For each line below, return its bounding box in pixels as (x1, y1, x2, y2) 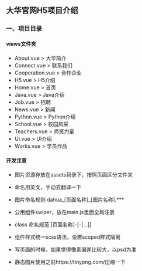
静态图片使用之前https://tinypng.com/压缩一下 (14, 258, 126, 265)
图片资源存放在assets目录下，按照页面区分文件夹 (14, 171, 133, 178)
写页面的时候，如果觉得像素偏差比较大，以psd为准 (14, 246, 137, 253)
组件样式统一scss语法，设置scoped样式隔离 (14, 233, 121, 240)
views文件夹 (6, 40, 37, 47)
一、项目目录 (6, 25, 43, 33)
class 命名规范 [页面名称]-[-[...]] (14, 221, 92, 228)
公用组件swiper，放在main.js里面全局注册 (14, 208, 115, 215)
